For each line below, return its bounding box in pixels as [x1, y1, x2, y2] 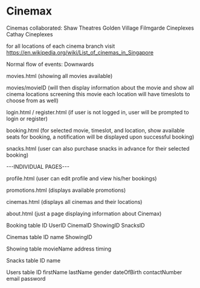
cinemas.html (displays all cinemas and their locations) [6, 198, 143, 205]
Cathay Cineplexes [6, 30, 53, 38]
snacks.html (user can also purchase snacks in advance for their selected [6, 145, 190, 152]
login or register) [6, 115, 48, 122]
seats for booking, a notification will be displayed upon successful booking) [6, 133, 195, 140]
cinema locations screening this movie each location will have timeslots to [6, 90, 190, 97]
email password [6, 275, 46, 282]
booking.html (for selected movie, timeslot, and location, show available [6, 126, 185, 134]
